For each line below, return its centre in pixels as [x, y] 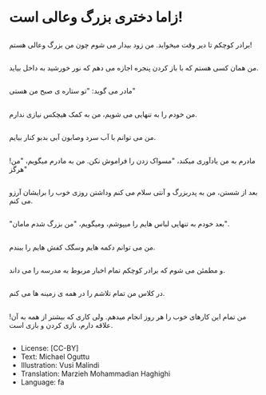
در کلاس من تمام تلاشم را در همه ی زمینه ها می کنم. [87, 293]
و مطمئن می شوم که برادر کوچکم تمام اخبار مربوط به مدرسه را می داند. [117, 270]
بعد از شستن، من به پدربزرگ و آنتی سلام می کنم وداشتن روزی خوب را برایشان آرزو [133, 192]
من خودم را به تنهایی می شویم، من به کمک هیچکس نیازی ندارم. [103, 114]
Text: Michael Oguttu [55, 357]
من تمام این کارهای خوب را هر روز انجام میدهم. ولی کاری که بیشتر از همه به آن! [128, 317]
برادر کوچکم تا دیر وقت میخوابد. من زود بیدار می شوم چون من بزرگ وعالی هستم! [131, 45]
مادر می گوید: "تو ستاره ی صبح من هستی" [73, 91]
